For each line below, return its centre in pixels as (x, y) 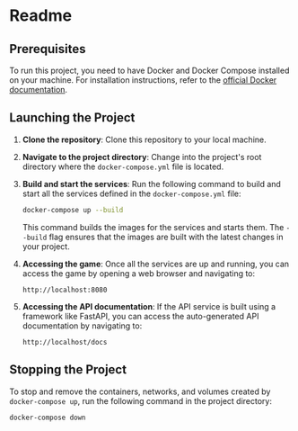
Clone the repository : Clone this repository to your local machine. (144, 139)
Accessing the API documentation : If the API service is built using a (149, 306)
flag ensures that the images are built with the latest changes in (166, 237)
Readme (41, 16)
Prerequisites (48, 49)
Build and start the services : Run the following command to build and (151, 184)
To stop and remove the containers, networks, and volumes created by (140, 391)
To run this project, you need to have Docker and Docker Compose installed (149, 70)
